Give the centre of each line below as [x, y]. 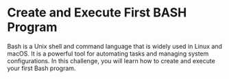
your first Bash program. [41, 68]
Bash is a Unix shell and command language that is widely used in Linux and [115, 46]
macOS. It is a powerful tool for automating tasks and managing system [108, 54]
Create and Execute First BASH [97, 13]
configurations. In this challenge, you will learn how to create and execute [111, 60]
